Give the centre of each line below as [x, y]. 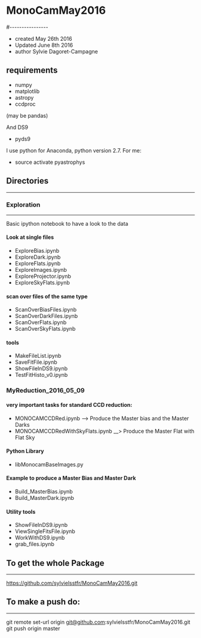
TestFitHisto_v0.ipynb [41, 375]
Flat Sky [25, 437]
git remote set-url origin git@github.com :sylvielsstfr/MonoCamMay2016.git [98, 622]
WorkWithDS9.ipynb [40, 538]
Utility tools [21, 511]
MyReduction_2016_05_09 [45, 391]
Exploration [23, 205]
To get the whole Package [55, 563]
